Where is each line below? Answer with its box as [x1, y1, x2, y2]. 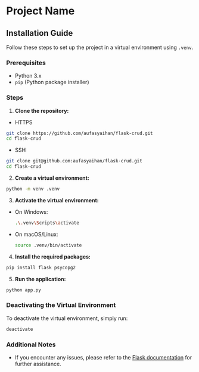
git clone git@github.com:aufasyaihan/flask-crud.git [6, 158, 143, 164]
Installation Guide [6, 28, 73, 38]
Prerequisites [6, 59, 46, 67]
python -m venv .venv [6, 186, 60, 192]
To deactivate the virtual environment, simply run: [6, 315, 128, 322]
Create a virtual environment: [14, 174, 89, 182]
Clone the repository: [14, 107, 69, 114]
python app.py [6, 287, 42, 293]
